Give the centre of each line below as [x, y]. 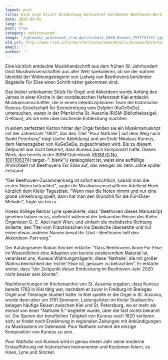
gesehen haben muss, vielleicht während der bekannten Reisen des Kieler [81, 216]
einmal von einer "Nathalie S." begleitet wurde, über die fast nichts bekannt [82, 310]
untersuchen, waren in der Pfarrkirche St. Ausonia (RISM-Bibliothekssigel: [81, 113]
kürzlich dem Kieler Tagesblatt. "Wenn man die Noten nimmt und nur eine [81, 191]
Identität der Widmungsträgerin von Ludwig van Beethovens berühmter [78, 77]
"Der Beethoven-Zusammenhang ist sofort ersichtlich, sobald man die [77, 180]
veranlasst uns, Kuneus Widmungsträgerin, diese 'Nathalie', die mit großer [81, 258]
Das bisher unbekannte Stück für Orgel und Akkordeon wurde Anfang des [81, 92]
